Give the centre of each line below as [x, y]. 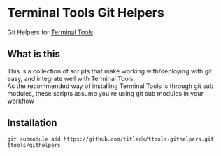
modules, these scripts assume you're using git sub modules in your [106, 93]
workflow [21, 101]
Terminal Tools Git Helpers [86, 13]
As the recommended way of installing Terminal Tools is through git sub [110, 86]
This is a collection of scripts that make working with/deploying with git [110, 71]
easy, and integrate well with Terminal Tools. [71, 78]
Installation [32, 123]
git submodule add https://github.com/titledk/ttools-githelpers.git [111, 139]
